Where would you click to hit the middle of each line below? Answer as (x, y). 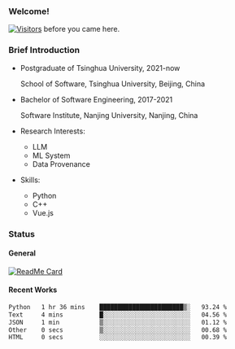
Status (22, 233)
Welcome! (29, 11)
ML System (51, 155)
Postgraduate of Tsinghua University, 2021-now (100, 68)
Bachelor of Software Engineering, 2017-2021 (96, 99)
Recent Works (33, 290)
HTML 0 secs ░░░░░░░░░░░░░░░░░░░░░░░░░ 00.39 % (118, 338)
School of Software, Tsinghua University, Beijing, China (113, 84)
